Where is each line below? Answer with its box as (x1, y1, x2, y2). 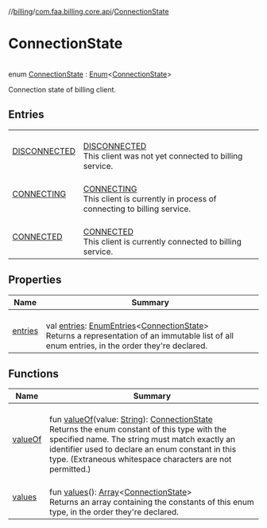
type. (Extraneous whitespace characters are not (48, 454, 232, 465)
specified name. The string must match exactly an (48, 434, 236, 445)
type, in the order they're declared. (48, 506, 179, 518)
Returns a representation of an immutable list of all (45, 330, 234, 341)
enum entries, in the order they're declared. (45, 340, 208, 351)
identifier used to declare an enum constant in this (48, 444, 237, 455)
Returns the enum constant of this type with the (48, 424, 227, 435)
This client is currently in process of (83, 193, 217, 204)
